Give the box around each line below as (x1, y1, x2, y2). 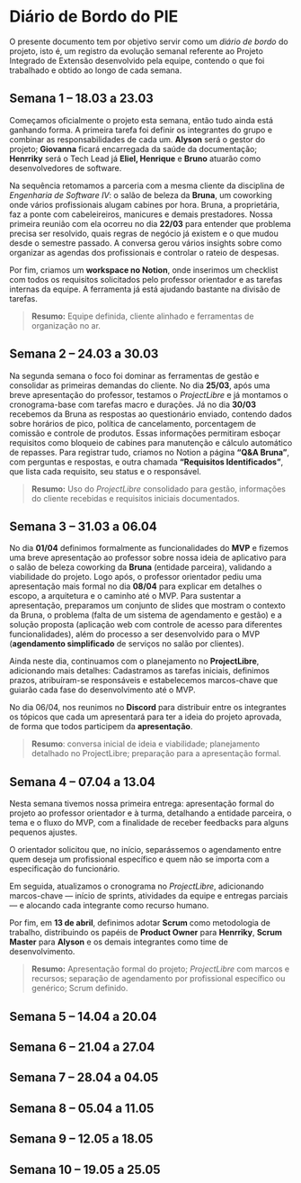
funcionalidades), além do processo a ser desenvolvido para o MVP (9, 628, 261, 640)
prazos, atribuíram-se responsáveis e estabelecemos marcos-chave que (9, 675, 279, 686)
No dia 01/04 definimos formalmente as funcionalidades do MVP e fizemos (9, 543, 289, 554)
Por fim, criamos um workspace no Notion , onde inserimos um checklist (9, 264, 279, 275)
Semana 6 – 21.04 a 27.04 (9, 1039, 155, 1054)
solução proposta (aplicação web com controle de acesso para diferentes (9, 619, 283, 630)
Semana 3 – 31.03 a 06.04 (9, 519, 157, 534)
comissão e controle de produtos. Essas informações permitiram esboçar (9, 428, 281, 438)
